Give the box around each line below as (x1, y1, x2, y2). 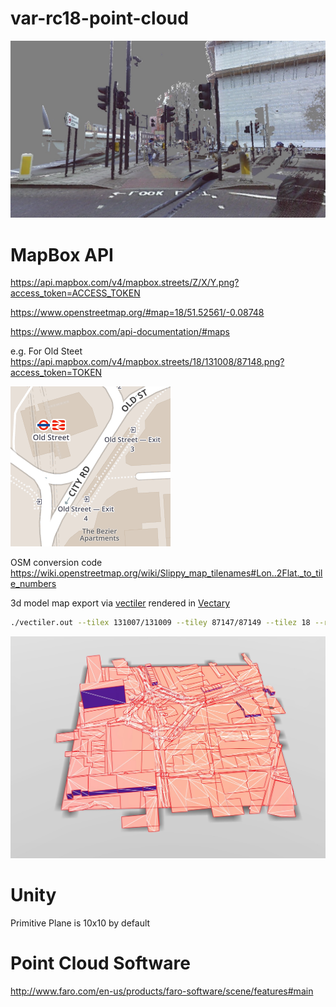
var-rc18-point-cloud (10, 7, 189, 30)
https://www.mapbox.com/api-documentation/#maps (10, 326, 230, 338)
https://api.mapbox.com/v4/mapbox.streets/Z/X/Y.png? (10, 277, 240, 289)
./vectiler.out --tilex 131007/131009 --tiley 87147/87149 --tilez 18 (10, 618, 311, 628)
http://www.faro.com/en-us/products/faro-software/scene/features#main (10, 985, 314, 997)
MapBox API (10, 243, 114, 266)
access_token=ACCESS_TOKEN (10, 287, 141, 299)
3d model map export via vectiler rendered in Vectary (10, 597, 231, 609)
